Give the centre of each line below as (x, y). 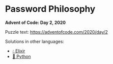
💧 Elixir (19, 51)
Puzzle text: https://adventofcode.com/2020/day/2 (56, 32)
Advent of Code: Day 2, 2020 (35, 22)
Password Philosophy (50, 9)
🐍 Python (21, 56)
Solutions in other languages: (35, 41)
